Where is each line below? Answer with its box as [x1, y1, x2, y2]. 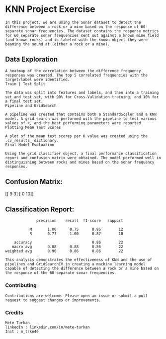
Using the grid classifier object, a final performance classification [5, 151, 157, 156]
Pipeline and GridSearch [5, 103, 57, 108]
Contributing [5, 282, 37, 289]
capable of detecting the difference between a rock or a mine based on [5, 266, 159, 271]
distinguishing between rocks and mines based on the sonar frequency [5, 160, 155, 165]
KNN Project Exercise [5, 3, 95, 15]
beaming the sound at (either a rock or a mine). [5, 41, 110, 47]
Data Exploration [5, 55, 58, 64]
